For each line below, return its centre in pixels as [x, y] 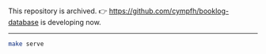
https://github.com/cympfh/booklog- [169, 11]
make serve [26, 44]
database [24, 22]
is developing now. [71, 22]
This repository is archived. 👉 [58, 11]
